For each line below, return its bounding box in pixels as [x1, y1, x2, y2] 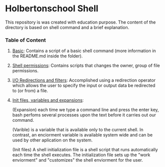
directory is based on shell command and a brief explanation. [5, 24, 130, 30]
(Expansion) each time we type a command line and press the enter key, [12, 107, 159, 113]
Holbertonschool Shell [5, 3, 99, 14]
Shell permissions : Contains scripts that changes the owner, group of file [12, 62, 160, 69]
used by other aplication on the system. [12, 137, 93, 143]
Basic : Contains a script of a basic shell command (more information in [12, 48, 156, 54]
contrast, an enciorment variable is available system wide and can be [12, 132, 153, 138]
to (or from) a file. [12, 88, 48, 94]
